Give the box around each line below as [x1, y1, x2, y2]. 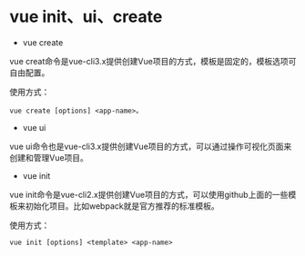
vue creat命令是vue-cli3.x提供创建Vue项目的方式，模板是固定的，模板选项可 [9, 55, 297, 66]
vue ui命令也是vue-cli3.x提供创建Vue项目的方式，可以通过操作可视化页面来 [9, 141, 292, 152]
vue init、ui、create [9, 6, 163, 27]
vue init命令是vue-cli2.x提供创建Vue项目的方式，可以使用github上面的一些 [9, 189, 289, 200]
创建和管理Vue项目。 [9, 152, 89, 162]
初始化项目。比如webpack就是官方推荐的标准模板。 [25, 200, 220, 212]
